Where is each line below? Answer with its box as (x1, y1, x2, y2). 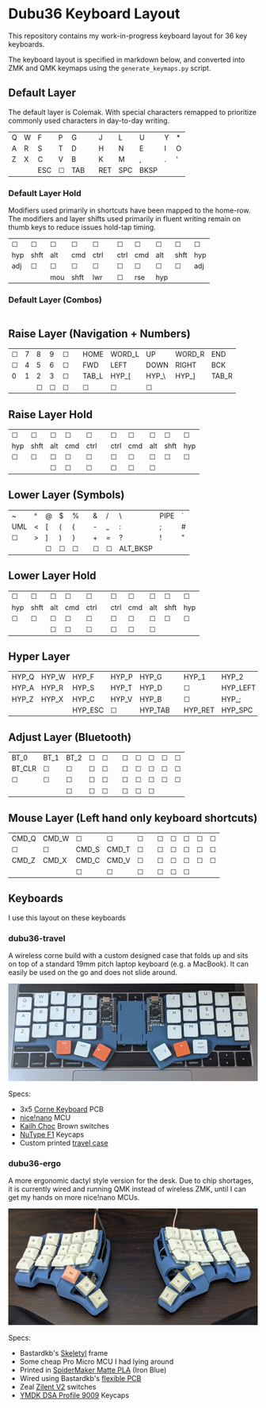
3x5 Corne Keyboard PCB (19, 1104, 104, 1115)
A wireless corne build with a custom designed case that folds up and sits (8, 951, 249, 961)
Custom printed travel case (19, 1138, 108, 1148)
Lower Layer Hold (8, 569, 97, 583)
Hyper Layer (8, 650, 70, 663)
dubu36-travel (8, 933, 66, 944)
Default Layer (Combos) (8, 294, 103, 305)
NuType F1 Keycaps (19, 1130, 85, 1139)
